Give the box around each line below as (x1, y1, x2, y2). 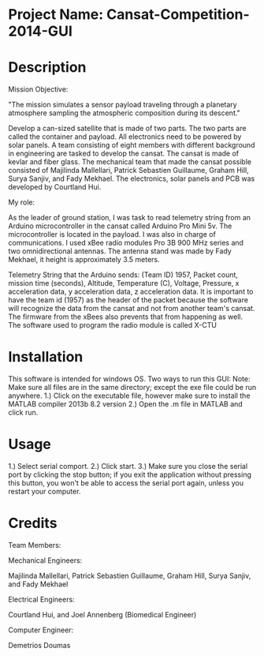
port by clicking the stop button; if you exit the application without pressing (8, 470, 252, 479)
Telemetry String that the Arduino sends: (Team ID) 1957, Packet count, (8, 270, 239, 279)
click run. (8, 408, 39, 418)
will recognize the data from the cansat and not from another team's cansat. (8, 304, 255, 313)
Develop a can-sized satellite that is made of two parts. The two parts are (8, 124, 247, 133)
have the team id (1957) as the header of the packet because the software (8, 295, 248, 305)
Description (8, 58, 87, 77)
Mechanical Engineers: (8, 555, 83, 565)
